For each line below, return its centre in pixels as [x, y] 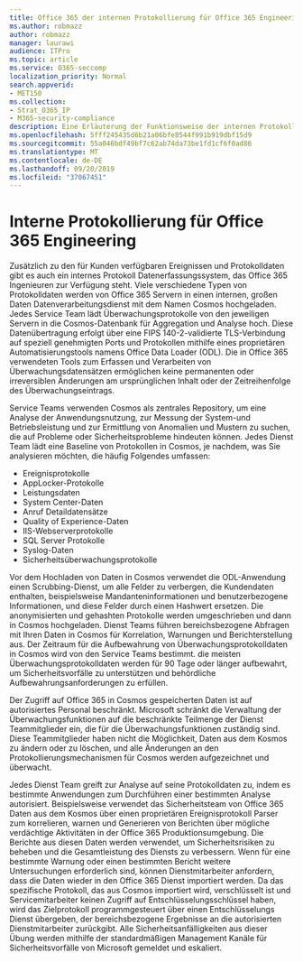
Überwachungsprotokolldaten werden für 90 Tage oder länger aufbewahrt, [148, 663]
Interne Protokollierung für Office [137, 222]
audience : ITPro [40, 51]
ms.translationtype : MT [54, 152]
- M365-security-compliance [62, 118]
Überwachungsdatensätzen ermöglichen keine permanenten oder [132, 372]
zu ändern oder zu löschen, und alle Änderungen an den [114, 748]
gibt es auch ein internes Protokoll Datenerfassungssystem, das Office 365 [149, 275]
